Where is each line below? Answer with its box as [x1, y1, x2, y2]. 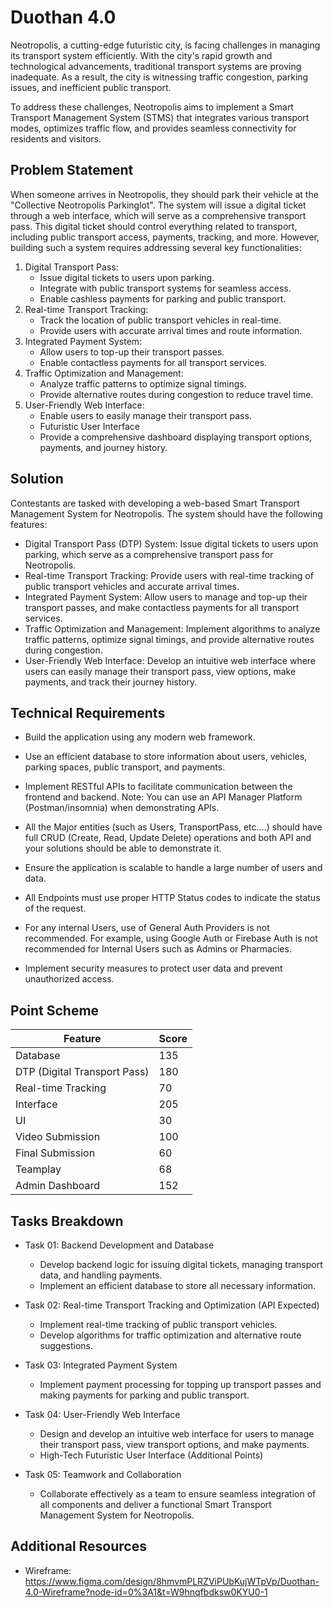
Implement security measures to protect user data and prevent [24, 962, 283, 975]
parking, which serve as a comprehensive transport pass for [24, 548, 274, 560]
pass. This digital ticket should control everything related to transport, [10, 220, 298, 232]
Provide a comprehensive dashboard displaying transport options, [39, 431, 313, 443]
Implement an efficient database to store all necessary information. [39, 1280, 317, 1291]
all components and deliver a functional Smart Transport [39, 1499, 272, 1510]
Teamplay [15, 1162, 62, 1176]
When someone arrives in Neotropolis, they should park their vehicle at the [10, 188, 319, 200]
